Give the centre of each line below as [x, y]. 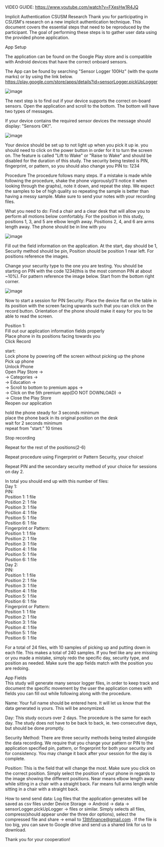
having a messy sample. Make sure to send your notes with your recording [80, 196]
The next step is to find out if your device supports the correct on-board [78, 101]
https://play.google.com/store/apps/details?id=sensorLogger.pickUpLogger [82, 82]
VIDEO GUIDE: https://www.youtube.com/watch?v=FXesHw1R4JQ [72, 7]
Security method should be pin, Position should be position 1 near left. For [80, 251]
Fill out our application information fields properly [55, 331]
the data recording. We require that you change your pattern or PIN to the [79, 743]
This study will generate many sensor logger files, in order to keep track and [82, 683]
